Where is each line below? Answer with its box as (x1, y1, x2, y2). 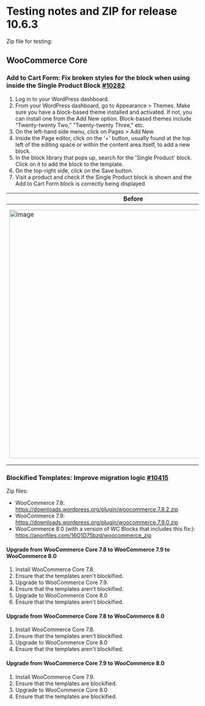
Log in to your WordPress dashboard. (15, 95, 110, 102)
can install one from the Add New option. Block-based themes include (15, 115, 192, 122)
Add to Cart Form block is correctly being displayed (15, 179, 145, 187)
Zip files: (6, 487, 29, 494)
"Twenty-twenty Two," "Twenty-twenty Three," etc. (15, 121, 145, 129)
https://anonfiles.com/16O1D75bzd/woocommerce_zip (15, 531, 152, 539)
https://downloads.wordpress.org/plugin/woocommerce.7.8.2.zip (15, 505, 179, 513)
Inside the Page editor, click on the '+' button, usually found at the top (15, 134, 191, 141)
